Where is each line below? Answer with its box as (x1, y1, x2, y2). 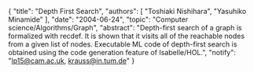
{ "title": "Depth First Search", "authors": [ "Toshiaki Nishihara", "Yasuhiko (8, 7, 247, 16)
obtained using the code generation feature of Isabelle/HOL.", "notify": (8, 48, 236, 57)
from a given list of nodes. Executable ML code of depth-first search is (8, 40, 237, 49)
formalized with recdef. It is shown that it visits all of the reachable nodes (8, 31, 245, 40)
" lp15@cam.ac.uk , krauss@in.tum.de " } (8, 56, 135, 65)
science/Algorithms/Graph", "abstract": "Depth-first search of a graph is (8, 23, 242, 32)
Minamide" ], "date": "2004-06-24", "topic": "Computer (8, 15, 189, 24)
